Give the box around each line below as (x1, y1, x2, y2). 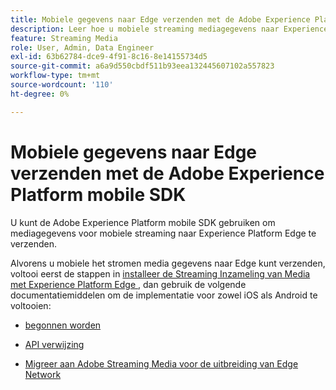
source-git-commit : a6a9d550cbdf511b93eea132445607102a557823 (10, 61, 275, 71)
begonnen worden (24, 319, 102, 331)
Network (24, 368, 62, 380)
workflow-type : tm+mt (10, 71, 101, 81)
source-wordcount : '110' (10, 80, 114, 90)
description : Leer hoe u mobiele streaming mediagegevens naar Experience (10, 24, 329, 34)
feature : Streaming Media (10, 33, 118, 43)
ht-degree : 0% (10, 89, 70, 99)
